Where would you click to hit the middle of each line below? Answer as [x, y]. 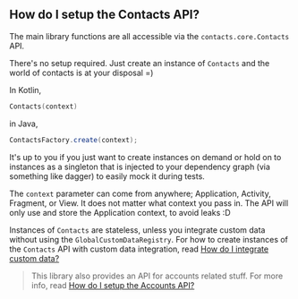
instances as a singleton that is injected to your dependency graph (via [140, 167]
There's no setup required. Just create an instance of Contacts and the [140, 63]
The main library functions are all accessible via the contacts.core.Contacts [149, 36]
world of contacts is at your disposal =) [81, 73]
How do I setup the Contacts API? [104, 15]
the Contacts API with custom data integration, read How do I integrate [139, 249]
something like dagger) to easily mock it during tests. [107, 176]
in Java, [24, 124]
